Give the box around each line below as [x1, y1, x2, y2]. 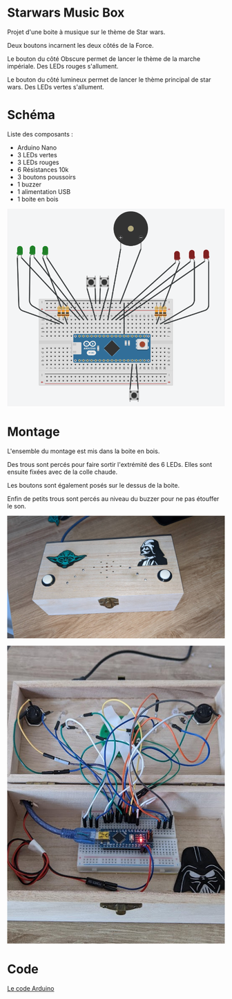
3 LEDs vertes [17, 150, 57, 159]
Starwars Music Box [7, 5, 125, 21]
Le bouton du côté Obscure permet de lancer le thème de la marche [7, 54, 201, 63]
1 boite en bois [17, 195, 59, 203]
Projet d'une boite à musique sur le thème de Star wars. [7, 28, 166, 36]
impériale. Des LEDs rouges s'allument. [7, 62, 119, 70]
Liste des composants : [7, 130, 74, 138]
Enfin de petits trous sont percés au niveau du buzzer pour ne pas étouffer [7, 494, 220, 503]
